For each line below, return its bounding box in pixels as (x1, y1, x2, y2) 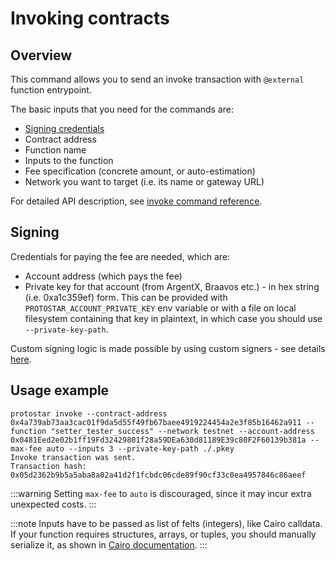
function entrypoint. (10, 84, 92, 96)
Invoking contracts (10, 7, 170, 30)
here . (10, 353, 32, 365)
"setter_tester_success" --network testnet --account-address (50, 426, 315, 436)
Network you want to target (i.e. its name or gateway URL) (24, 176, 265, 187)
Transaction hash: (10, 461, 87, 471)
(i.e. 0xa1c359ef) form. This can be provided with (24, 291, 228, 303)
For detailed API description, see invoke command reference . (10, 195, 263, 207)
